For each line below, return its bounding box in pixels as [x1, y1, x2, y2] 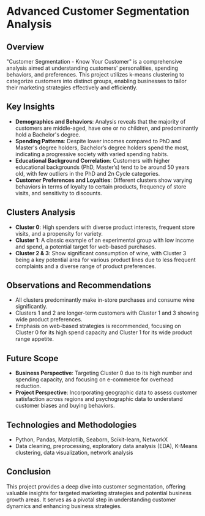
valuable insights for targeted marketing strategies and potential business [6, 489, 192, 496]
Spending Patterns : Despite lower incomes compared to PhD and [15, 137, 181, 144]
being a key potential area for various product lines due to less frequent [15, 256, 196, 263]
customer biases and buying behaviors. [15, 402, 115, 409]
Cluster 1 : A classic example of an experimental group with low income [15, 236, 195, 244]
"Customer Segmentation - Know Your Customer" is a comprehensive [6, 58, 182, 65]
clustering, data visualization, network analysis [15, 449, 133, 457]
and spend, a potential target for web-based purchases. [15, 243, 157, 250]
